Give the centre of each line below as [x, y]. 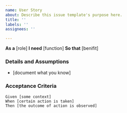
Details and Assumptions [37, 62]
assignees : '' [20, 29]
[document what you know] [42, 73]
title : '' [16, 20]
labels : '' [17, 24]
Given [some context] [28, 97]
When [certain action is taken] [40, 101]
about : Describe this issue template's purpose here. [64, 15]
